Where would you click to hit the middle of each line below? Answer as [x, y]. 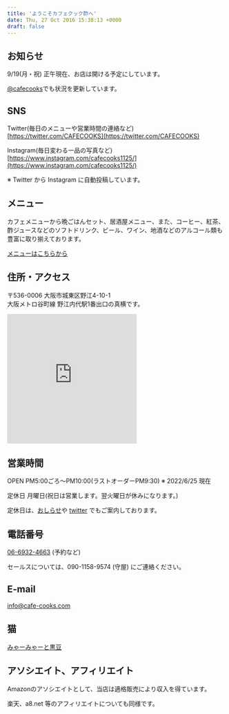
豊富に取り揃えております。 [46, 238]
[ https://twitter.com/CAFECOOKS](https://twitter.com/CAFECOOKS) [103, 136]
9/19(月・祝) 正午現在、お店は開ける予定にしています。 [86, 74]
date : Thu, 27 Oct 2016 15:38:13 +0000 [64, 20]
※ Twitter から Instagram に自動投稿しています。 [76, 180]
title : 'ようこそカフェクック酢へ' [52, 13]
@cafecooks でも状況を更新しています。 [64, 89]
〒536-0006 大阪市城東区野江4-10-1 [59, 295]
